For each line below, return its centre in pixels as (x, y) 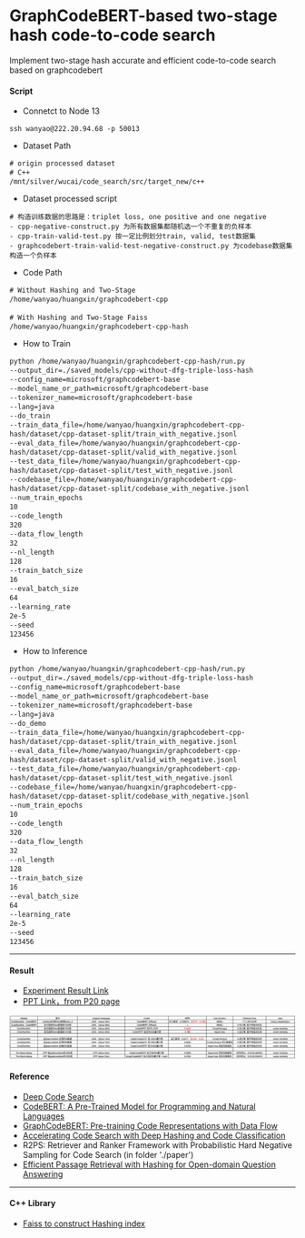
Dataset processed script (70, 199)
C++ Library (33, 1203)
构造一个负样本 (33, 256)
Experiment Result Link (65, 991)
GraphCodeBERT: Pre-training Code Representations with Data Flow (150, 1125)
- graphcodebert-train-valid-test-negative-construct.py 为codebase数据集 (151, 247)
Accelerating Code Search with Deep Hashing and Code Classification (154, 1135)
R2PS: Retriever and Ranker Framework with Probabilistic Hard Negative (157, 1145)
